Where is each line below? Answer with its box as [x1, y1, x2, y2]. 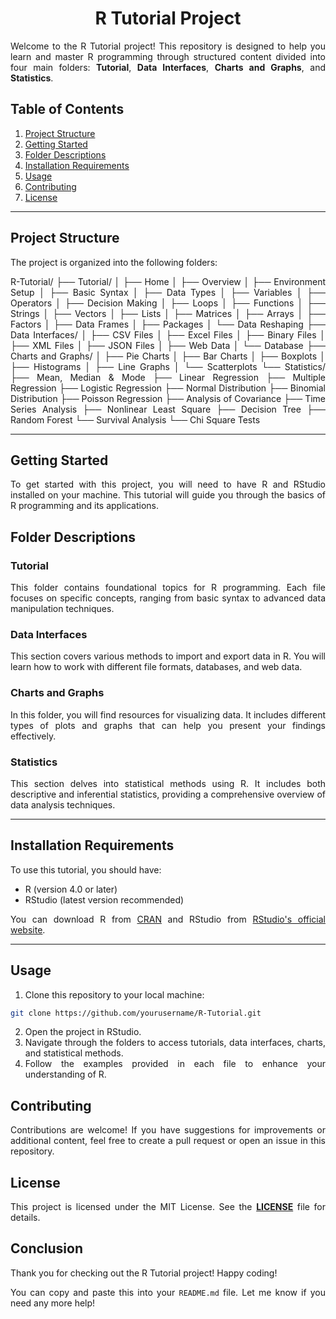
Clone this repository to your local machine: [24, 988, 205, 1001]
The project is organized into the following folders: [10, 256, 218, 268]
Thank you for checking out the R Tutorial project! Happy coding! [10, 1267, 278, 1279]
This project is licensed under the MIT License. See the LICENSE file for [10, 1201, 326, 1213]
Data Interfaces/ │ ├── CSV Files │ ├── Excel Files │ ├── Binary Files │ [10, 328, 326, 341]
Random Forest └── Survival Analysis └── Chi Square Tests [10, 413, 261, 426]
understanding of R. [24, 1068, 107, 1081]
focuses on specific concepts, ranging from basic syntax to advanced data [10, 592, 326, 604]
